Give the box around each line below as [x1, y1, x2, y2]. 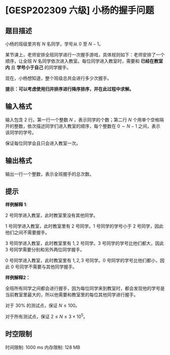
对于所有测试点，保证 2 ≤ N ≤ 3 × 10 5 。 [5, 313, 88, 320]
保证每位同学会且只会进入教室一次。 [5, 140, 81, 146]
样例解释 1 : [5, 202, 28, 208]
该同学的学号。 [5, 129, 36, 135]
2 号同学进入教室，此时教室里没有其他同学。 [5, 212, 98, 218]
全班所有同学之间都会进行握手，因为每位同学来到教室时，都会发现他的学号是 [5, 285, 165, 292]
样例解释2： [5, 275, 30, 281]
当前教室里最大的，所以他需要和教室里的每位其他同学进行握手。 [5, 292, 138, 298]
